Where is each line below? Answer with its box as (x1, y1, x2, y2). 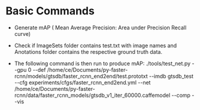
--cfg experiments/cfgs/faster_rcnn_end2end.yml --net (14, 79, 151, 86)
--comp (171, 91, 191, 99)
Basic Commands (5, 4, 95, 18)
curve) (14, 30, 31, 37)
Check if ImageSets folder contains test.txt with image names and (14, 42, 177, 49)
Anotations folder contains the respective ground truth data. (14, 48, 163, 55)
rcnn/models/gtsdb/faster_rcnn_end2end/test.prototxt (14, 72, 148, 80)
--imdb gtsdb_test (149, 72, 194, 80)
